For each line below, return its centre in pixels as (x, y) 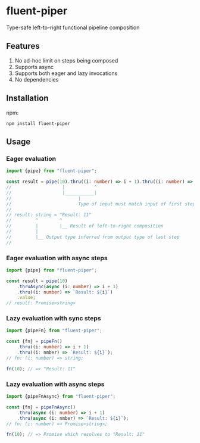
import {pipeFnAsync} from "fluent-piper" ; (61, 397)
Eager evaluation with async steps (57, 258)
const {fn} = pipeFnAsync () (41, 407)
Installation (27, 99)
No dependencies (37, 79)
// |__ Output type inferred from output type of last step (93, 237)
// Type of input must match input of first (94, 204)
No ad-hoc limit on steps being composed (66, 60)
